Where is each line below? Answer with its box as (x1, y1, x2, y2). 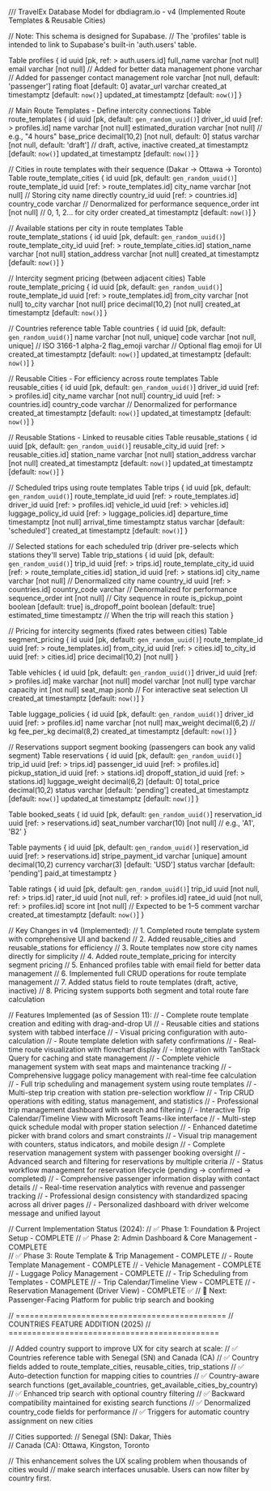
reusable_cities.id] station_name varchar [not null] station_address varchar (8, 450, 256, 459)
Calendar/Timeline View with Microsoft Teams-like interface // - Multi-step (8, 1114, 256, 1123)
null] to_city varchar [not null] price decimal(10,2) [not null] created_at (8, 299, 241, 309)
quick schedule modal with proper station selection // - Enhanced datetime (8, 1122, 257, 1132)
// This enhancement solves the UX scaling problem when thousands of (8, 1456, 248, 1466)
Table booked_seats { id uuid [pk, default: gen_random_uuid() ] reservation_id (8, 810, 262, 819)
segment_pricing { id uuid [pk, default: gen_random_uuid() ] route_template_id (8, 635, 263, 644)
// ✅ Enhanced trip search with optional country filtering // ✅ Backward (8, 1389, 245, 1398)
